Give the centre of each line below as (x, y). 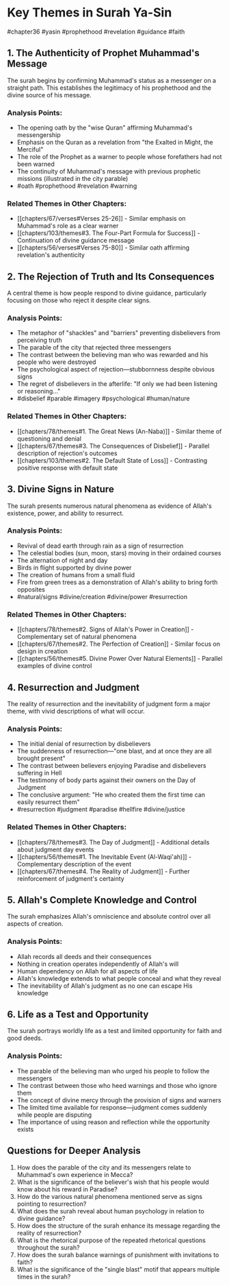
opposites (31, 589)
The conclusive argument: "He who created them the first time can (111, 795)
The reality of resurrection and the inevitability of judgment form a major (109, 703)
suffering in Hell (39, 773)
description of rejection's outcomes (67, 453)
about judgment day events (55, 849)
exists (25, 1129)
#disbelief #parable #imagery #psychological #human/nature (103, 398)
